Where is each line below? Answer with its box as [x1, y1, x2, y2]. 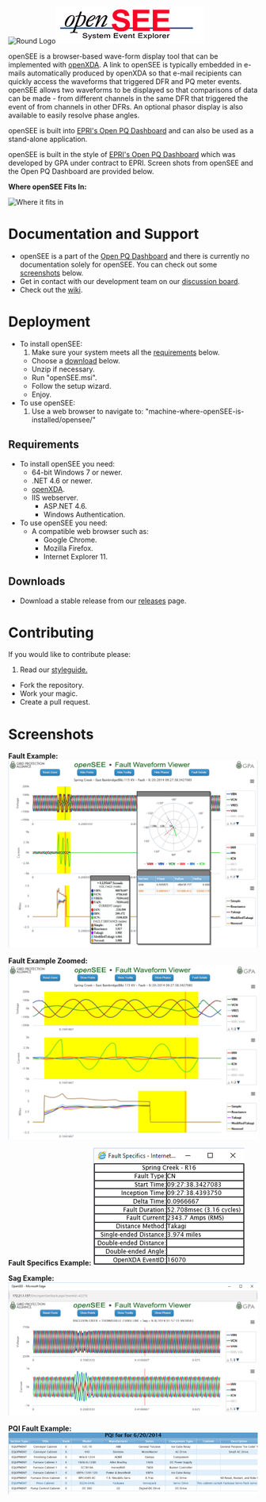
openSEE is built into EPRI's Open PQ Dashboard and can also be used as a [8, 126, 254, 135]
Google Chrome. [43, 535, 97, 544]
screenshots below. [19, 268, 84, 278]
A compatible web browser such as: [31, 526, 149, 536]
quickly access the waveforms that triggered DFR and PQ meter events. [8, 77, 242, 86]
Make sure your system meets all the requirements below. [31, 348, 220, 357]
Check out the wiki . [19, 285, 83, 294]
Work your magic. [19, 689, 78, 698]
